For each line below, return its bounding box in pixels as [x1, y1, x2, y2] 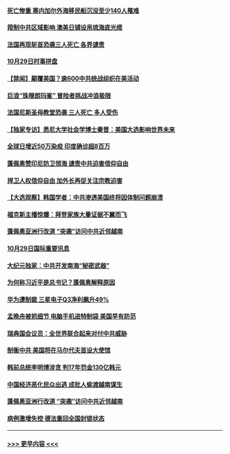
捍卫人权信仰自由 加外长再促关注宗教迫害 [7, 176, 123, 185]
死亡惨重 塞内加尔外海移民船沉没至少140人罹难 [7, 6, 140, 14]
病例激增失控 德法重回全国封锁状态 [7, 414, 105, 422]
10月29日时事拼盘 [7, 57, 58, 65]
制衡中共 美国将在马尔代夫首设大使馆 [7, 346, 111, 354]
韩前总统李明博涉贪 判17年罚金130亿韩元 [7, 363, 122, 372]
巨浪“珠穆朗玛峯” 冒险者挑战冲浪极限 [7, 91, 112, 100]
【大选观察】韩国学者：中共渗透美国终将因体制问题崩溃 [7, 193, 163, 202]
